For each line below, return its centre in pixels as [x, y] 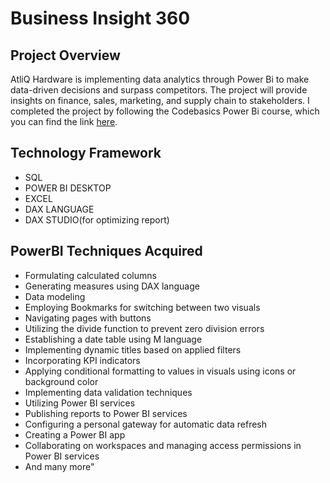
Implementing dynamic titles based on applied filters [133, 349]
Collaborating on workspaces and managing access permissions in [163, 445]
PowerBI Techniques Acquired [106, 251]
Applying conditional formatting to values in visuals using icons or [160, 371]
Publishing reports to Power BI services [106, 413]
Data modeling [55, 296]
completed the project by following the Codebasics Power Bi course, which [165, 111]
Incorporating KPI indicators [82, 360]
